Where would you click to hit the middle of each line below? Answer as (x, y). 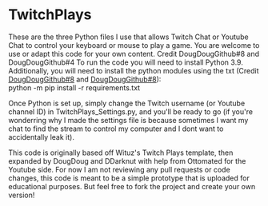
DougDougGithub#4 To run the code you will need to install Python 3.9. (126, 62)
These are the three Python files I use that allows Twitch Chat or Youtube (129, 37)
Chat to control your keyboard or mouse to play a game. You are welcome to (134, 45)
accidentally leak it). (41, 137)
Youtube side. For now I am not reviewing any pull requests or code (119, 169)
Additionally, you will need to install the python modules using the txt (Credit (134, 70)
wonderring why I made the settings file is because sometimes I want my (128, 120)
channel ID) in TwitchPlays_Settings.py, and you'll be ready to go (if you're (131, 111)
